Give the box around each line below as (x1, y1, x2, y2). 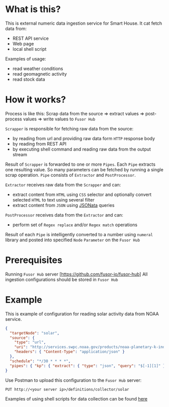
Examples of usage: (5, 55, 46, 61)
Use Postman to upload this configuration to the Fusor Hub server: (5, 377, 142, 383)
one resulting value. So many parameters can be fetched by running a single (5, 166, 163, 172)
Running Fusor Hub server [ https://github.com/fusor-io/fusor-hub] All (5, 271, 148, 277)
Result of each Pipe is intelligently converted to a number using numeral (5, 231, 153, 237)
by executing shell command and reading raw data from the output (12, 146, 151, 152)
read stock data (12, 76, 45, 82)
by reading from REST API (12, 141, 67, 147)
